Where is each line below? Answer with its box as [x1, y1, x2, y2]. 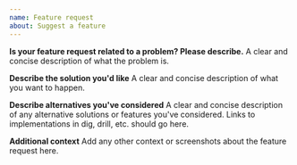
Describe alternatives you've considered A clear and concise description [9, 99, 284, 110]
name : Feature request [9, 12, 94, 22]
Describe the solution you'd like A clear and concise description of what [9, 72, 279, 83]
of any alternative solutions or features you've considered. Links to [9, 109, 256, 120]
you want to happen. [9, 82, 85, 93]
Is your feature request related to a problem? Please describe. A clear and [9, 45, 288, 56]
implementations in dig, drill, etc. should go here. [9, 118, 190, 129]
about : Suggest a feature [9, 21, 106, 30]
